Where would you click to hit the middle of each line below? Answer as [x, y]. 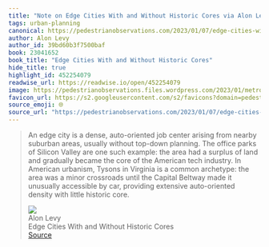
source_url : [28, 113]
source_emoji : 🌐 [36, 105]
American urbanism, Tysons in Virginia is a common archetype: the [139, 169]
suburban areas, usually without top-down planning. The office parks [142, 143]
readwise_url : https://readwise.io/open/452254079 [94, 82]
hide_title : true [37, 68]
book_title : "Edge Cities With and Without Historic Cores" [111, 61]
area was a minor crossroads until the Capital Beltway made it [130, 177]
